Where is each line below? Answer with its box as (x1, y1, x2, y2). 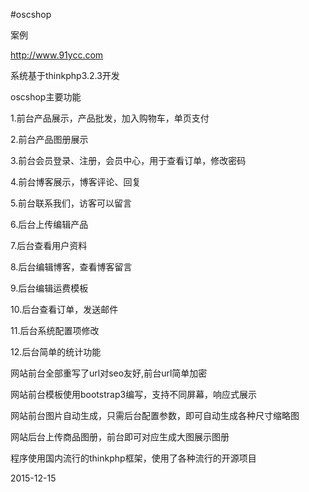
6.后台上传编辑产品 (10, 219, 89, 230)
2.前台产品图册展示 (10, 134, 89, 145)
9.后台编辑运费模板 (10, 282, 89, 294)
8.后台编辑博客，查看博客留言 (10, 261, 133, 273)
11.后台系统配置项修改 (10, 325, 100, 336)
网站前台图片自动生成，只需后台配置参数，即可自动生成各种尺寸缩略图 (10, 410, 300, 421)
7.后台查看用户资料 (10, 240, 88, 251)
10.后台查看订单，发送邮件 (10, 304, 119, 315)
